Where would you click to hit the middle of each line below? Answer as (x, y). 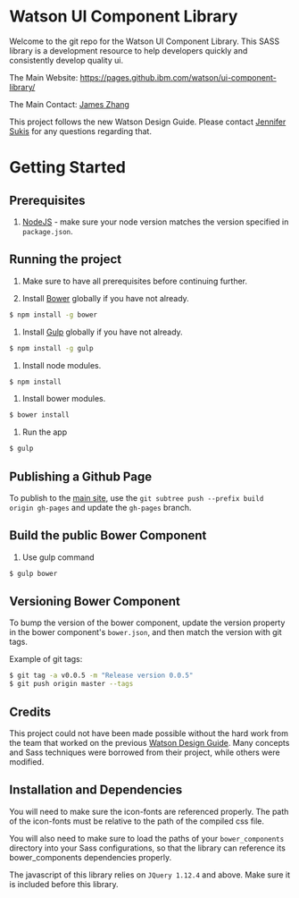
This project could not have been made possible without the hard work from (149, 733)
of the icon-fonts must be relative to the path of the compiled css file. (137, 821)
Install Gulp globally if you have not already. (102, 332)
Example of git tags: (46, 659)
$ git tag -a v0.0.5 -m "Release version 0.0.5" (101, 676)
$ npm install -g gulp (51, 348)
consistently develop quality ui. (66, 60)
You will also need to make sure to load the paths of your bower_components (147, 838)
